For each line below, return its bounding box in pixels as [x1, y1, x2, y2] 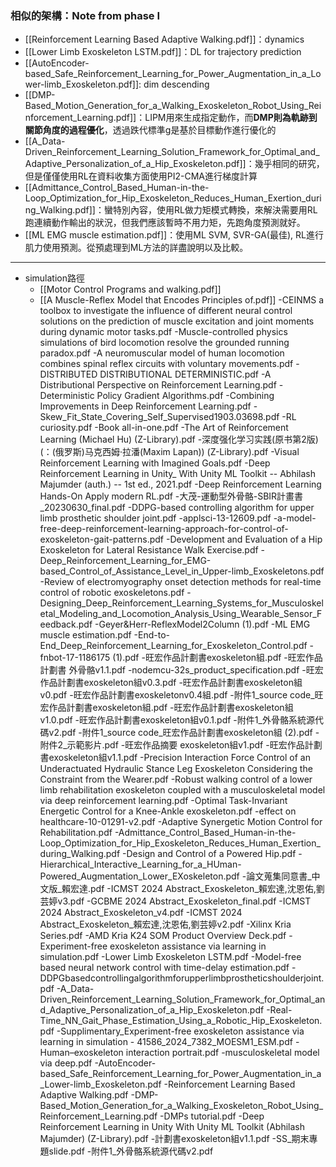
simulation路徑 [24, 272, 86, 284]
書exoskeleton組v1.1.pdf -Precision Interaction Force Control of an [39, 752, 311, 764]
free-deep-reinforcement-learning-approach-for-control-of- [39, 523, 289, 535]
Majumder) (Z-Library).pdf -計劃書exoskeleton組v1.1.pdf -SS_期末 [39, 1133, 310, 1145]
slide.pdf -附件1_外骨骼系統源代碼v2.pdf [48, 1145, 214, 1157]
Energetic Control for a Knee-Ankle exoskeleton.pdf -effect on [39, 805, 297, 817]
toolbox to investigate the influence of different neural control [39, 305, 293, 317]
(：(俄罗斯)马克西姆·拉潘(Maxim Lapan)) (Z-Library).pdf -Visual [39, 446, 300, 458]
